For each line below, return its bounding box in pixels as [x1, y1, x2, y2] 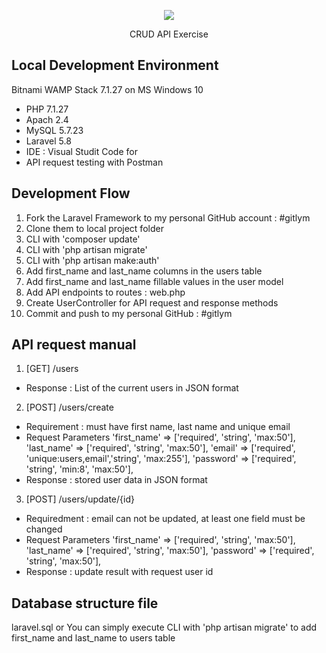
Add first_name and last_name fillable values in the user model [25, 275, 284, 287]
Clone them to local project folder [25, 222, 164, 234]
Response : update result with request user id [25, 566, 214, 578]
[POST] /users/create [25, 401, 114, 414]
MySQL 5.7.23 [25, 124, 84, 136]
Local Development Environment [11, 57, 219, 74]
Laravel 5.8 [25, 135, 72, 147]
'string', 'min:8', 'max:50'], [25, 463, 134, 475]
